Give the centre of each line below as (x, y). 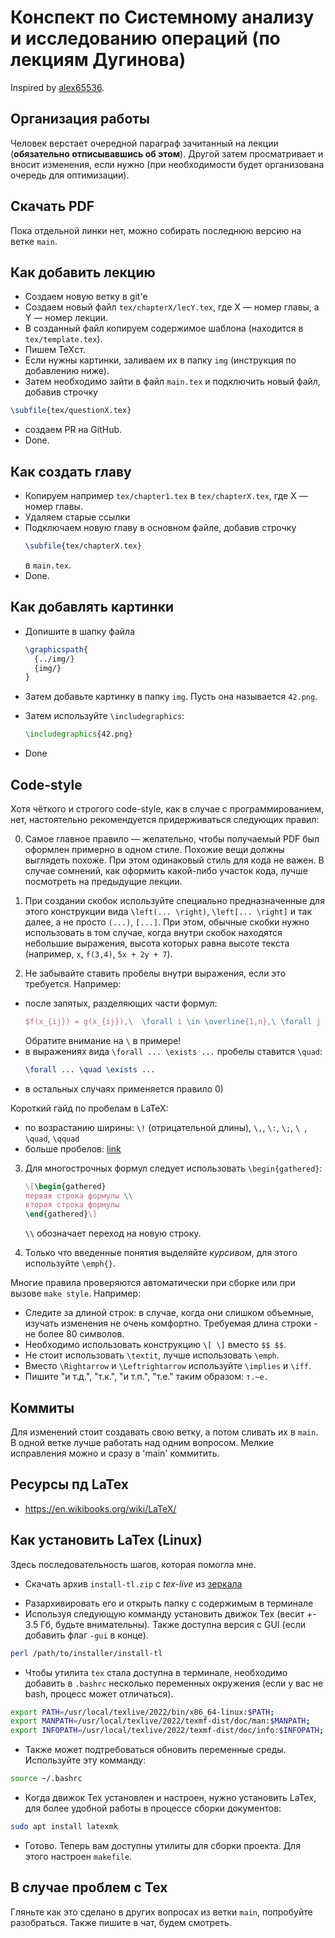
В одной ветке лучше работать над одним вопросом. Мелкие (142, 1442)
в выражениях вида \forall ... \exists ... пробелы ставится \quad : (173, 1051)
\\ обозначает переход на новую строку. (113, 1233)
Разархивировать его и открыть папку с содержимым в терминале (169, 1603)
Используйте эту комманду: (85, 1760)
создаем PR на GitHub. (73, 430)
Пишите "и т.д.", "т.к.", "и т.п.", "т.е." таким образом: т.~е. (146, 1377)
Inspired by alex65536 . (57, 87)
